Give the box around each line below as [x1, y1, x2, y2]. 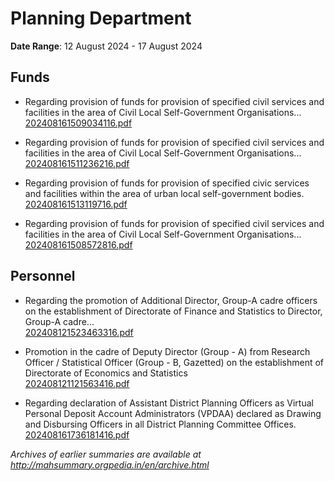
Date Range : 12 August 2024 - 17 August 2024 [10, 40, 203, 52]
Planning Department [10, 7, 192, 30]
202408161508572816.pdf [24, 238, 133, 251]
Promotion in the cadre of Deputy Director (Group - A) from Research [24, 345, 311, 357]
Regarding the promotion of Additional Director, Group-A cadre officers [24, 294, 318, 306]
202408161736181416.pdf [24, 428, 130, 441]
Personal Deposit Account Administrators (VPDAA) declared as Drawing [24, 407, 322, 419]
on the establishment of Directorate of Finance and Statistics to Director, [24, 305, 323, 317]
